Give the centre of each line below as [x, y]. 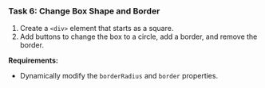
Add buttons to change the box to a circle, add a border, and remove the [138, 36]
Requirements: [33, 60]
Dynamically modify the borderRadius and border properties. [119, 76]
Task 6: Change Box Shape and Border [84, 11]
